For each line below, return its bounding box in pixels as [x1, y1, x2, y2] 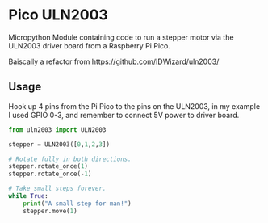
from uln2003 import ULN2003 [8, 125, 107, 134]
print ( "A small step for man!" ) [23, 200, 132, 208]
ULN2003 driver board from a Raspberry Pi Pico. [8, 40, 171, 50]
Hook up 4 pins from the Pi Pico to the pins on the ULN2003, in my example [8, 101, 261, 111]
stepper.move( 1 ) [23, 207, 78, 215]
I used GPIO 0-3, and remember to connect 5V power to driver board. [8, 110, 240, 120]
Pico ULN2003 [8, 6, 109, 24]
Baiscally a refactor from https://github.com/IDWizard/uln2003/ [8, 57, 220, 66]
